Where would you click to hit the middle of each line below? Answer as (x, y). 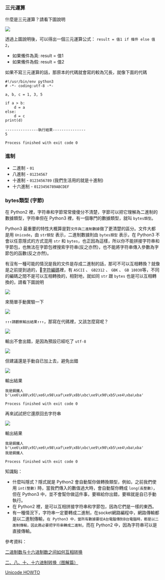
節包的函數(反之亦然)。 (28, 253)
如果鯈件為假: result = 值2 (38, 62)
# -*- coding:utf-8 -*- (29, 86)
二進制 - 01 (23, 168)
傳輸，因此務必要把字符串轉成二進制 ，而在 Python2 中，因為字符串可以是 (88, 525)
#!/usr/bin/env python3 (29, 82)
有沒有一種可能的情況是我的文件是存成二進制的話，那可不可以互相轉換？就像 (82, 263)
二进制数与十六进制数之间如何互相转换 (44, 552)
